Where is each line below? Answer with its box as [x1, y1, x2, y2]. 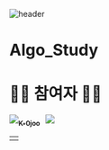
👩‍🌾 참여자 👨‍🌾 [9, 84, 103, 104]
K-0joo [18, 119, 41, 128]
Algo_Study [9, 40, 99, 60]
